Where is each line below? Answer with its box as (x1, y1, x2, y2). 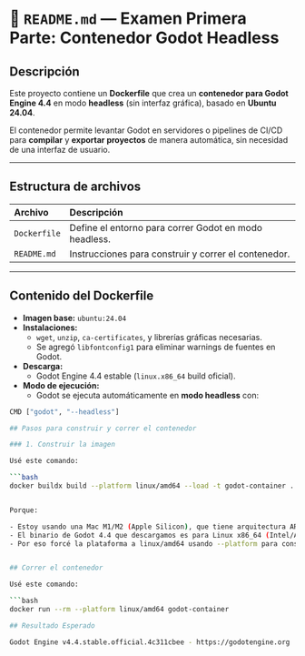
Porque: (9, 505, 39, 515)
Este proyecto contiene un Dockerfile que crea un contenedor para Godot (9, 88, 289, 98)
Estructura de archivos (9, 179, 142, 195)
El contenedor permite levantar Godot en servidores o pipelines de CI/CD (9, 125, 283, 136)
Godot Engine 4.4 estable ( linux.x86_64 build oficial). (35, 370, 236, 381)
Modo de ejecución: (22, 379, 100, 390)
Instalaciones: (22, 322, 78, 333)
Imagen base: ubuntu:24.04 (22, 312, 127, 323)
